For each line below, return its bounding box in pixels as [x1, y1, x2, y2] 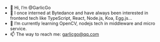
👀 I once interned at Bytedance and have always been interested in [10, 10, 148, 16]
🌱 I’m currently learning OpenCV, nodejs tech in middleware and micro [10, 20, 155, 26]
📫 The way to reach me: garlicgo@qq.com [10, 31, 99, 37]
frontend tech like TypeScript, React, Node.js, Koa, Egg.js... [10, 15, 132, 21]
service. [10, 26, 27, 32]
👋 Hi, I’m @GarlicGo [10, 5, 51, 10]
